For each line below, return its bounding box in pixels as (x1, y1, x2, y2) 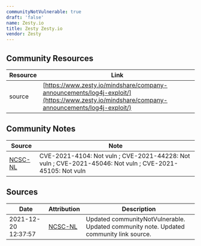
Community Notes (6, 124, 76, 134)
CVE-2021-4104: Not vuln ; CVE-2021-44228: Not (39, 151, 190, 160)
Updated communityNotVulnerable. (86, 215, 185, 223)
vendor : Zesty (6, 31, 42, 37)
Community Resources (6, 53, 94, 63)
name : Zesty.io (6, 20, 44, 26)
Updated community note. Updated (86, 222, 185, 230)
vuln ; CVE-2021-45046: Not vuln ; (39, 159, 142, 168)
